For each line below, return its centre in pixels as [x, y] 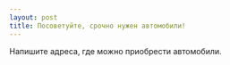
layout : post [34, 17]
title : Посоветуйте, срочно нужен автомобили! [98, 26]
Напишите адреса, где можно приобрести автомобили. [115, 51]
